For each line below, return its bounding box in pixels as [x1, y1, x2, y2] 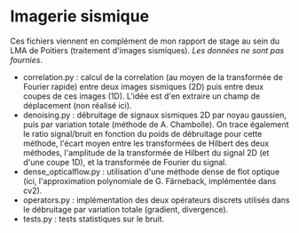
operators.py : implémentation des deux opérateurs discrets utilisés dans [22, 194, 290, 205]
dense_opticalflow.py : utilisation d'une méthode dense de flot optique [22, 166, 280, 177]
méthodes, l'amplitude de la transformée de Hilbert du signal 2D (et [22, 147, 270, 157]
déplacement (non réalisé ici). [22, 100, 132, 110]
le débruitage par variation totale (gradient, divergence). [22, 204, 229, 214]
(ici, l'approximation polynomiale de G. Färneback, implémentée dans [22, 175, 277, 186]
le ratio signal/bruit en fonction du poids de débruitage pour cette [22, 128, 263, 139]
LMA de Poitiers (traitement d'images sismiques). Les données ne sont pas [10, 44, 285, 55]
